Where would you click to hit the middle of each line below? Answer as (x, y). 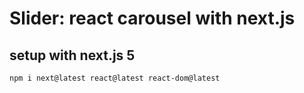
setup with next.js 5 (72, 55)
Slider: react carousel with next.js (152, 18)
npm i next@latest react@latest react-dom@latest (115, 78)
